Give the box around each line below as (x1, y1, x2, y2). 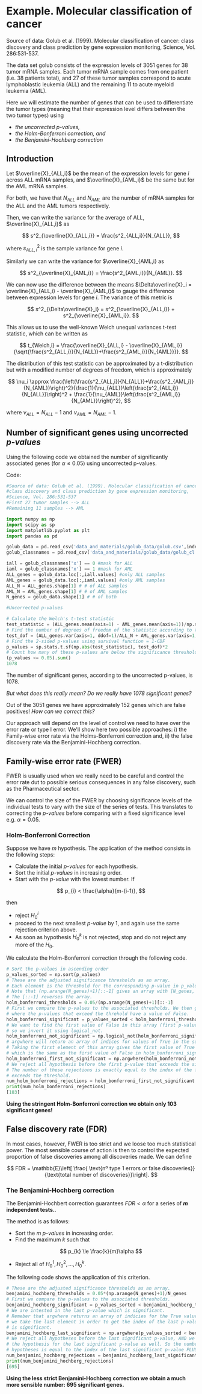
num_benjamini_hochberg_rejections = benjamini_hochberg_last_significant (6, 1352, 198, 1358)
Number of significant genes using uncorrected (6, 428, 189, 438)
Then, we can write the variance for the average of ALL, (6, 214, 145, 221)
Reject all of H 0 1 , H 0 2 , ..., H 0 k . (14, 1259, 86, 1269)
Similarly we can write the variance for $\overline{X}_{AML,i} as (6, 258, 164, 265)
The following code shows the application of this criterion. (6, 1273, 150, 1281)
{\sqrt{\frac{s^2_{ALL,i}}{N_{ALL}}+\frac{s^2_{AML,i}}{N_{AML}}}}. (13, 348, 180, 355)
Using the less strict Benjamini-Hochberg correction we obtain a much (6, 1374, 186, 1382)
